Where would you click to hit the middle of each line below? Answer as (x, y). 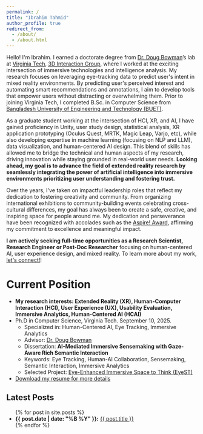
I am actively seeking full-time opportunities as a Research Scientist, (95, 241)
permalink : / (23, 12)
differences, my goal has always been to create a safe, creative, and (111, 209)
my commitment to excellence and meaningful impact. (74, 229)
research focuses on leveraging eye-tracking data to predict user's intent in (101, 77)
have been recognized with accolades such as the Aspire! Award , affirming (100, 222)
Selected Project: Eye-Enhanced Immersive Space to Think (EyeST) (108, 372)
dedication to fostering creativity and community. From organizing (89, 197)
